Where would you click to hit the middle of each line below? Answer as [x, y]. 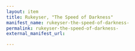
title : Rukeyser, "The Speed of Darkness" [60, 17]
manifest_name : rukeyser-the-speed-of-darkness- [68, 23]
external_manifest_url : [36, 34]
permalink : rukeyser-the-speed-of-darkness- [62, 28]
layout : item [22, 12]
